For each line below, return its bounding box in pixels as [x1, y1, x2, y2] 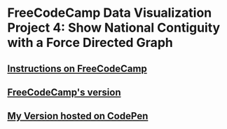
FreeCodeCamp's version [7, 86, 121, 98]
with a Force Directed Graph [7, 35, 173, 50]
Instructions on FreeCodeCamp [7, 62, 147, 74]
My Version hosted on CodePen [7, 110, 149, 122]
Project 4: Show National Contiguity [7, 20, 221, 36]
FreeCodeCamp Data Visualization [7, 5, 212, 21]
